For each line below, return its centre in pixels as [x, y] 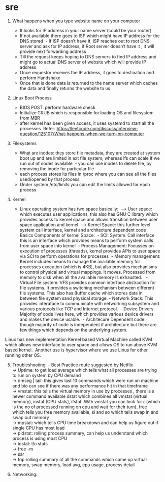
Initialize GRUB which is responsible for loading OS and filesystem [86, 112]
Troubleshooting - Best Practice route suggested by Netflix [73, 365]
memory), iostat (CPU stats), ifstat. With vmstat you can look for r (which [86, 401]
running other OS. [23, 355]
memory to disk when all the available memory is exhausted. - [84, 277]
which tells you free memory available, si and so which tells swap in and [85, 412]
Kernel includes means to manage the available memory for [80, 261]
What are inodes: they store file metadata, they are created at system [90, 153]
